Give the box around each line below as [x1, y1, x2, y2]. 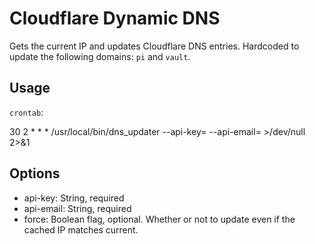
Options [9, 165, 61, 182]
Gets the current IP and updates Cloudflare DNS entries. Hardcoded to [9, 40, 300, 52]
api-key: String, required [23, 192, 125, 204]
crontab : [9, 106, 44, 118]
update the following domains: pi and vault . [9, 50, 191, 62]
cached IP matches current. [23, 223, 139, 236]
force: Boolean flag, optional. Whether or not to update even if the [23, 213, 296, 225]
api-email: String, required [23, 202, 132, 214]
